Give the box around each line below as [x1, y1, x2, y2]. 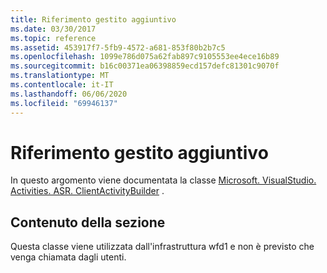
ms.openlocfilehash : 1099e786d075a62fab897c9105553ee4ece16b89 [10, 52, 280, 62]
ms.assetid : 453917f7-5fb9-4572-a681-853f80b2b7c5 [10, 42, 226, 53]
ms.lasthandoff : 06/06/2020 [10, 89, 128, 99]
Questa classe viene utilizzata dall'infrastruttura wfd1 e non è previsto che [10, 241, 315, 253]
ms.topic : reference [10, 33, 97, 43]
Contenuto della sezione [10, 214, 166, 231]
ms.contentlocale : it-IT [10, 80, 114, 90]
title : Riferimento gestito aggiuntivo [10, 14, 177, 25]
